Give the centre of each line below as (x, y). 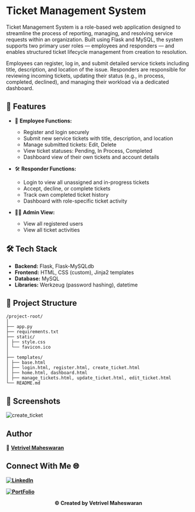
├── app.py (19, 327)
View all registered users (53, 223)
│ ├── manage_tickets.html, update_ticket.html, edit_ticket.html (89, 378)
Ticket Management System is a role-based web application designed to (93, 27)
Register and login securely (56, 132)
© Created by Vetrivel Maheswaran (98, 503)
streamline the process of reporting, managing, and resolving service (90, 33)
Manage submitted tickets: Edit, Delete (70, 144)
